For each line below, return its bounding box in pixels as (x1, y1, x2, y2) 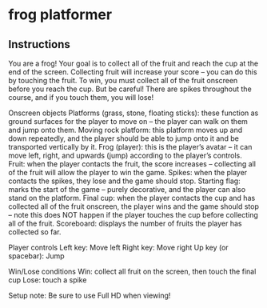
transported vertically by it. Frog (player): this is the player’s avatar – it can (8, 142, 253, 151)
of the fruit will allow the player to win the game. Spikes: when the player (8, 168, 248, 177)
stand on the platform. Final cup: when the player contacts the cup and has (8, 194, 256, 202)
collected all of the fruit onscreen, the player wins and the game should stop (8, 202, 260, 211)
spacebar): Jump (8, 251, 66, 261)
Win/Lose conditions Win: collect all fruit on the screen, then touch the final (8, 266, 257, 276)
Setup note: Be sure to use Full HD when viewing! (8, 290, 171, 300)
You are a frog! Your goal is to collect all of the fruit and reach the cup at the (8, 58, 258, 68)
